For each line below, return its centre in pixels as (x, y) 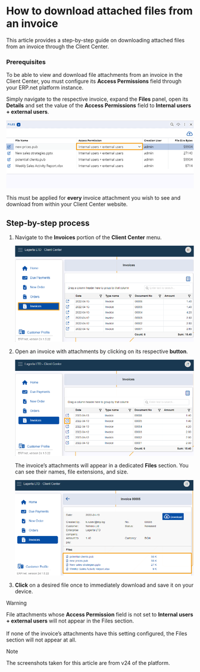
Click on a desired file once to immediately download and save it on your (104, 585)
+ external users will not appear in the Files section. (70, 621)
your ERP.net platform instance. (45, 88)
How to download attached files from (100, 11)
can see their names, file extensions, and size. (71, 472)
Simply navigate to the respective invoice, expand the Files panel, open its (97, 99)
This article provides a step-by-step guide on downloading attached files (96, 40)
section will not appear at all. (41, 640)
